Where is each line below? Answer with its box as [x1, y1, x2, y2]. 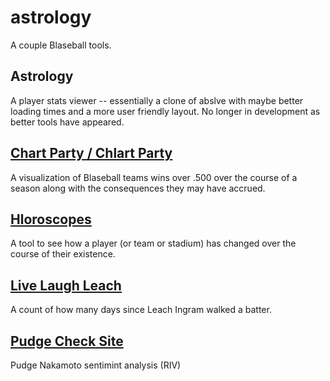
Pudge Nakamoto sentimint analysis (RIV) [10, 359, 182, 371]
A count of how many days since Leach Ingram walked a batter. [10, 304, 272, 316]
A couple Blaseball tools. [10, 39, 112, 51]
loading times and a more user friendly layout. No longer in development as [10, 105, 321, 117]
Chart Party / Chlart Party [10, 145, 173, 162]
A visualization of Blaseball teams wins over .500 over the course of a [10, 171, 298, 183]
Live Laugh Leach [10, 277, 122, 294]
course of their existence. [10, 248, 116, 260]
